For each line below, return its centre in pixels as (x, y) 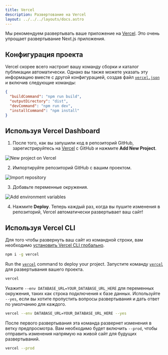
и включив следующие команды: (41, 83)
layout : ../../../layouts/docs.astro (45, 19)
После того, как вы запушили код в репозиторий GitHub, (73, 143)
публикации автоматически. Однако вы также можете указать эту (76, 72)
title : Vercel (20, 10)
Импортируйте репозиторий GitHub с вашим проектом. (72, 168)
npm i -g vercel (22, 255)
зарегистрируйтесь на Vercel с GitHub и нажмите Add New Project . (85, 148)
